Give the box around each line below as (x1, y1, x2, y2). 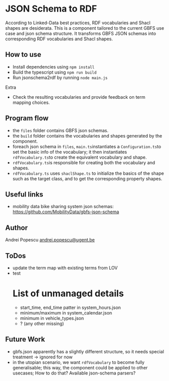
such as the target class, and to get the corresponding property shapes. (12, 175, 162, 181)
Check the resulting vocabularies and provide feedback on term (12, 94, 145, 100)
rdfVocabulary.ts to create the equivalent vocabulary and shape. (12, 154, 147, 160)
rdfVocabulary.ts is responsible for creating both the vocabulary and (12, 159, 155, 165)
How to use (5, 50, 41, 59)
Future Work (5, 335, 45, 344)
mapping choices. (12, 99, 50, 105)
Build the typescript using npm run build (12, 69, 97, 75)
